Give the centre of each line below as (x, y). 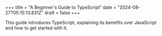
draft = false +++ (62, 13)
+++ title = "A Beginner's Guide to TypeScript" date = (61, 7)
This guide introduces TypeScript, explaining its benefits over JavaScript (81, 23)
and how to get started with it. (36, 28)
